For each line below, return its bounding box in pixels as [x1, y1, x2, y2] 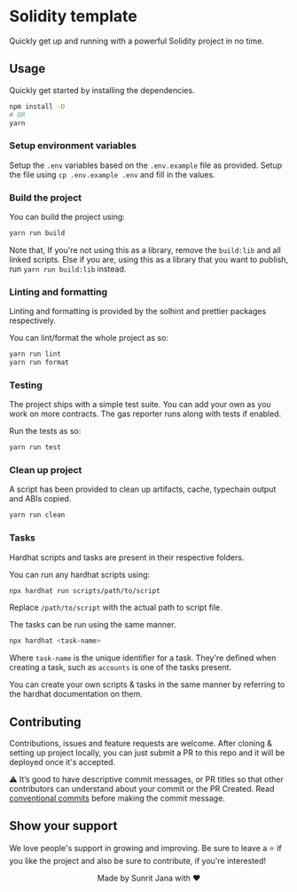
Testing [9, 379, 43, 391]
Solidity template [9, 6, 137, 27]
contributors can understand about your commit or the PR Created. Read [9, 784, 275, 794]
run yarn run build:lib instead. [9, 264, 127, 274]
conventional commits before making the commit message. [9, 793, 226, 804]
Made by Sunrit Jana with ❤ [97, 872, 201, 883]
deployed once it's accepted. [9, 757, 116, 768]
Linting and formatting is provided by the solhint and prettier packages [9, 306, 267, 317]
